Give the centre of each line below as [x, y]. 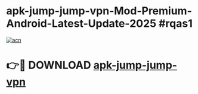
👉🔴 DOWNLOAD [49, 65]
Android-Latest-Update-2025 [81, 23]
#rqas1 [175, 23]
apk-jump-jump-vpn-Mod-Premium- [99, 11]
